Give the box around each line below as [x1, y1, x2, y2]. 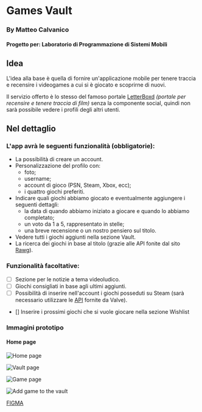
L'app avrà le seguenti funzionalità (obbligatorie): [6, 142, 155, 150]
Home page [6, 338, 37, 345]
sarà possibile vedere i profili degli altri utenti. [6, 106, 120, 113]
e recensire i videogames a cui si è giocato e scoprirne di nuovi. [6, 81, 166, 89]
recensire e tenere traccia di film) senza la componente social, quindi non [6, 99, 190, 107]
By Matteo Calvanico [6, 26, 69, 34]
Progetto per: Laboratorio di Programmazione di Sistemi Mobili [6, 40, 167, 48]
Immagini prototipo [6, 323, 64, 331]
